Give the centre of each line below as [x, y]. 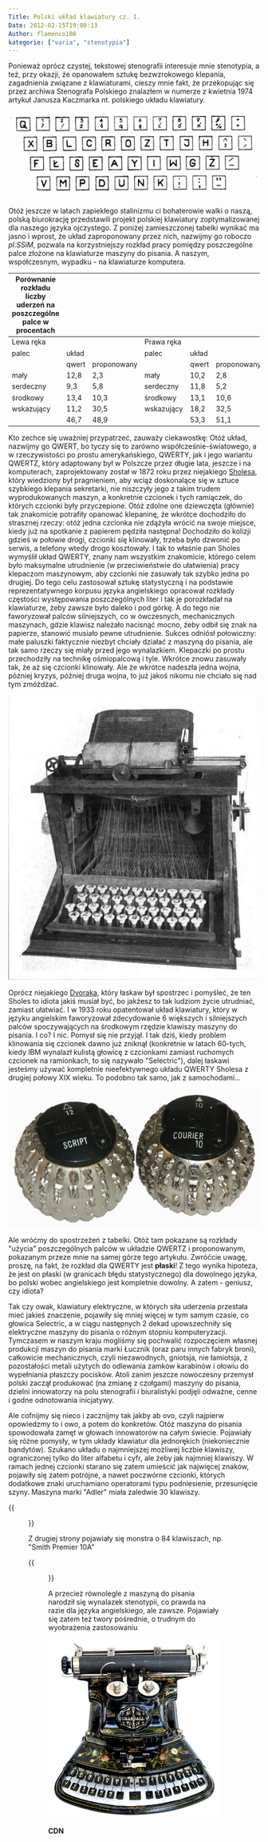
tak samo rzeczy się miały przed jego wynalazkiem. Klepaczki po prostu [126, 650]
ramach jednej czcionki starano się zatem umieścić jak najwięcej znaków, [129, 1467]
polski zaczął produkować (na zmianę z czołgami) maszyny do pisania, [125, 1383]
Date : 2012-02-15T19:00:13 [53, 25]
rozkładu [36, 288]
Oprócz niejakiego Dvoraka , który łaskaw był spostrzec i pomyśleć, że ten [130, 993]
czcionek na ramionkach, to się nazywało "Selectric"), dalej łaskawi [119, 1061]
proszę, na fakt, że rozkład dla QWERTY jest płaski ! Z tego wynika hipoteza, [133, 1266]
